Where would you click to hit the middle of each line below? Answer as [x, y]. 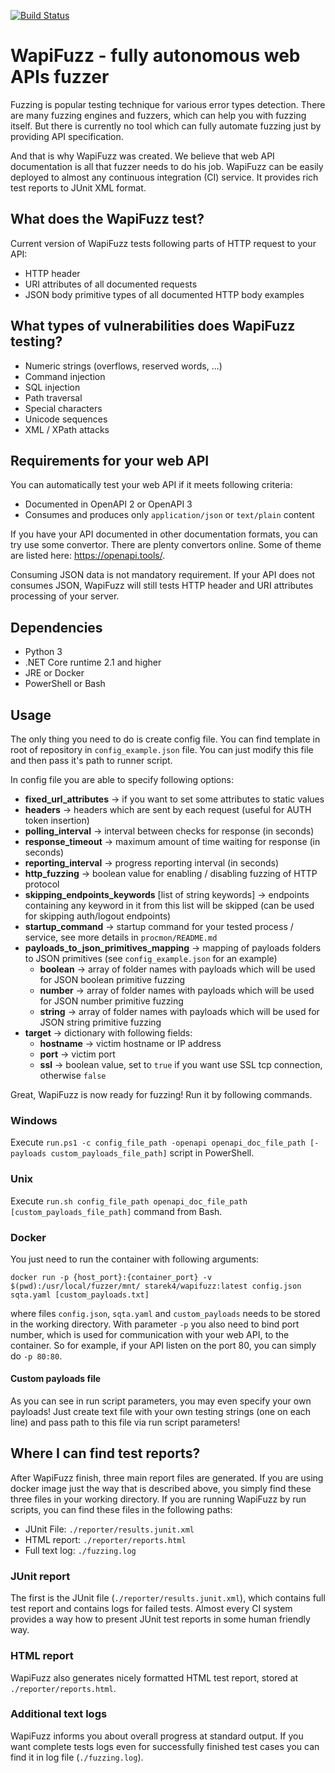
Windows [34, 1120]
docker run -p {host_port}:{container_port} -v [111, 1277]
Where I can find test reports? [105, 1453]
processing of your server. [65, 596]
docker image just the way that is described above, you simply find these [161, 1488]
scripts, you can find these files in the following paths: [121, 1509]
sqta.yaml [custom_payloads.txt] [80, 1295]
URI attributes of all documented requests [111, 284]
